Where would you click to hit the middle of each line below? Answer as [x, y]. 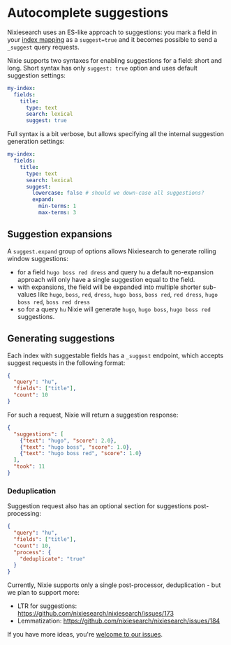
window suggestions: [38, 258]
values [27, 294]
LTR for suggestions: [47, 606]
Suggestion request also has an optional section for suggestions [99, 506]
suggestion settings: [37, 75]
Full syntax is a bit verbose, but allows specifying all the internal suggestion [116, 134]
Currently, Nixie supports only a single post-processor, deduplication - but [114, 585]
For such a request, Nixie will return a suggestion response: [93, 415]
